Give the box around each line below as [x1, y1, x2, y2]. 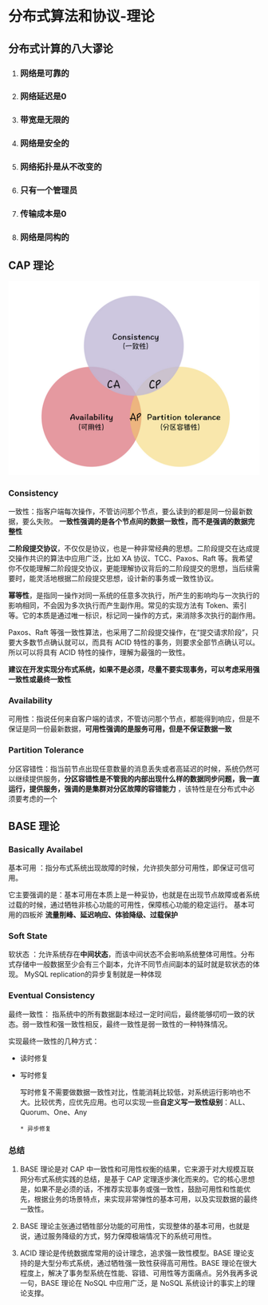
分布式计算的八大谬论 [8, 42, 113, 55]
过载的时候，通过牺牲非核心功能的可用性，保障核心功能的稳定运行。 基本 [8, 900, 248, 910]
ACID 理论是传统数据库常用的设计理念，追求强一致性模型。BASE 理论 [19, 1248, 248, 1258]
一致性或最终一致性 [8, 674, 72, 684]
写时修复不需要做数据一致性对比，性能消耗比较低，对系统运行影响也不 [19, 1087, 251, 1096]
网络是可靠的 [19, 67, 69, 78]
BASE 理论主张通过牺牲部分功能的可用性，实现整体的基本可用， [19, 1221, 229, 1231]
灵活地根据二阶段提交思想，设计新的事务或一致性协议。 [35, 573, 218, 583]
